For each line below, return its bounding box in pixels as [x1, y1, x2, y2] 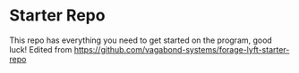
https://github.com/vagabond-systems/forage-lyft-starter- [73, 44, 290, 54]
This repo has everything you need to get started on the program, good [9, 35, 273, 45]
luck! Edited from [9, 44, 73, 54]
